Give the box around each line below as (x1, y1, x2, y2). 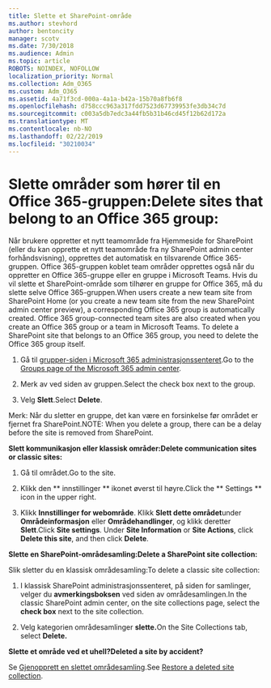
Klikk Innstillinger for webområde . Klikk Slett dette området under (19, 508, 242, 518)
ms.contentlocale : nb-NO (8, 125, 92, 133)
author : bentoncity (8, 27, 74, 35)
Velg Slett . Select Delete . (19, 395, 103, 405)
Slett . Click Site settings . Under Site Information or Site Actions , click (19, 525, 254, 535)
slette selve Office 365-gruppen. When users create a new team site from (8, 288, 252, 297)
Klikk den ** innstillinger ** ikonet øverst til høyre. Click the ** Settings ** (19, 484, 262, 494)
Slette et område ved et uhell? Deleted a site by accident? (8, 647, 204, 656)
